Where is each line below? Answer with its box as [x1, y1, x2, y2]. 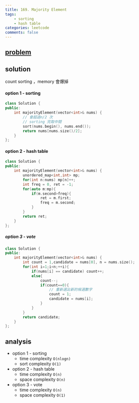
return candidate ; [23, 315, 60, 319]
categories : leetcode [5, 26, 50, 30]
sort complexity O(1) [19, 361, 61, 367]
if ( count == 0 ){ [40, 283, 69, 288]
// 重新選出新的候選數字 [49, 287, 92, 292]
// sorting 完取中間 [23, 119, 62, 124]
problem [5, 48, 31, 57]
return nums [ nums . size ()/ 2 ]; [23, 128, 83, 133]
